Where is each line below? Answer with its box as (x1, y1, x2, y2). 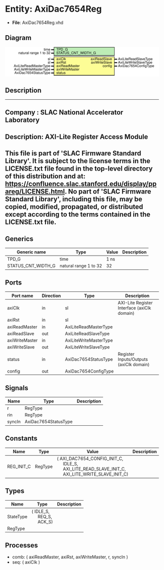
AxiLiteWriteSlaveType (65, 344, 110, 350)
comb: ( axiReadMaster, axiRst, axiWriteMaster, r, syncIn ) (12, 554, 128, 560)
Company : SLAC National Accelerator (5, 109, 123, 117)
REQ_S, (37, 513, 52, 519)
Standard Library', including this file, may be (5, 195, 143, 203)
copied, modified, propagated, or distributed (5, 203, 143, 211)
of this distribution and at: (5, 172, 86, 180)
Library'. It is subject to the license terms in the (5, 157, 150, 165)
